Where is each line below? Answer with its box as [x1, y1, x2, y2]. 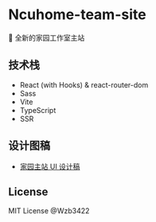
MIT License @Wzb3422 [8, 206, 90, 216]
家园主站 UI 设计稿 [19, 162, 80, 171]
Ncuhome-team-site [8, 6, 146, 24]
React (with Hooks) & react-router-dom [19, 80, 149, 89]
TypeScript [19, 105, 57, 115]
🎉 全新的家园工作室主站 [8, 33, 85, 42]
